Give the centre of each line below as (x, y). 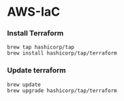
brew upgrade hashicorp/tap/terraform (62, 90)
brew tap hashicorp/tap (41, 47)
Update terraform (36, 70)
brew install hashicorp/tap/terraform (62, 53)
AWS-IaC (34, 12)
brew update (24, 85)
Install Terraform (35, 33)
